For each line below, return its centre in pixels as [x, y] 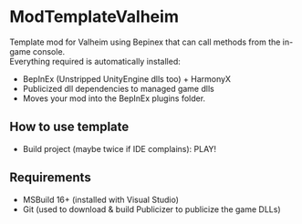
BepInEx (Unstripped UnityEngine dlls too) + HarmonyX [126, 78]
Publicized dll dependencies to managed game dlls [118, 88]
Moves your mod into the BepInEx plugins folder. [114, 98]
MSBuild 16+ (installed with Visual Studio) [101, 199]
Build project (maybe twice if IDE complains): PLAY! [120, 148]
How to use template [69, 127]
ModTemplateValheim [94, 17]
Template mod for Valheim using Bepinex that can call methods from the [145, 42]
